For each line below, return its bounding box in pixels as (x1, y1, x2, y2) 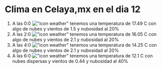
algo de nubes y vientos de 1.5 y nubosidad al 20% (12, 25, 119, 31)
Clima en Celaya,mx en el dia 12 (5, 4, 141, 15)
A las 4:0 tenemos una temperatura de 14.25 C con (12, 42, 157, 48)
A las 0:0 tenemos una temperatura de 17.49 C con (12, 20, 156, 26)
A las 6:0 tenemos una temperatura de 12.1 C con (12, 52, 153, 59)
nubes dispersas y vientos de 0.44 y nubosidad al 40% (12, 58, 128, 64)
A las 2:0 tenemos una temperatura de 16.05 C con (12, 31, 157, 37)
